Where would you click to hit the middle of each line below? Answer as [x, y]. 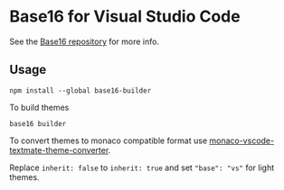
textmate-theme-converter [59, 149]
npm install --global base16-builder [80, 90]
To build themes [39, 107]
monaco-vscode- [241, 140]
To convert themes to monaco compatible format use [109, 140]
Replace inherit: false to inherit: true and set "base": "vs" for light [142, 167]
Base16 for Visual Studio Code [125, 17]
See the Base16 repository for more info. [85, 41]
